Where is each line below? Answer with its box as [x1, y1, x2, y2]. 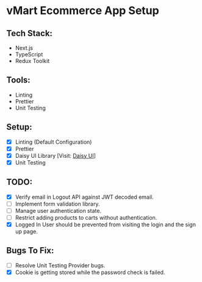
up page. [15, 228, 38, 235]
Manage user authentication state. [15, 207, 102, 214]
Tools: [6, 75, 31, 86]
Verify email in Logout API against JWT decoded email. [15, 193, 154, 201]
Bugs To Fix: [6, 245, 54, 256]
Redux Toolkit [15, 58, 50, 64]
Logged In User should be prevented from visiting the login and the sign [15, 221, 197, 228]
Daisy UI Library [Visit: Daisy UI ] [15, 152, 96, 159]
